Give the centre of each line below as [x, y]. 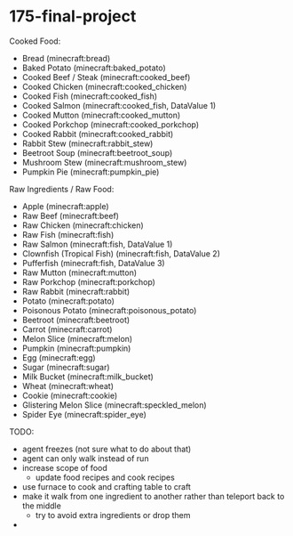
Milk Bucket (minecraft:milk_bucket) [87, 377]
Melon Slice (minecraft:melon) [77, 338]
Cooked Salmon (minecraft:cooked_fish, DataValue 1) [119, 105]
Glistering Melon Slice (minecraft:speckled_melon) [114, 405]
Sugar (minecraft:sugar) [66, 367]
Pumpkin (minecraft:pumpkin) [76, 348]
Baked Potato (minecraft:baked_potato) [94, 68]
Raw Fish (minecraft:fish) [68, 234]
